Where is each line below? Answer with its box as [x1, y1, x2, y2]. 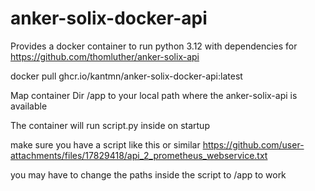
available [10, 100, 48, 112]
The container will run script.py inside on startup [10, 119, 210, 131]
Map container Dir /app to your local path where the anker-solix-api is [10, 89, 298, 101]
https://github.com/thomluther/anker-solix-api [10, 50, 200, 62]
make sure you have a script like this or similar [10, 138, 201, 151]
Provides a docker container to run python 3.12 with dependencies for [10, 40, 298, 52]
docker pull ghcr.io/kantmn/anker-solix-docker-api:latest [10, 70, 243, 82]
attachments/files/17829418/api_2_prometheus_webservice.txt [10, 149, 268, 161]
